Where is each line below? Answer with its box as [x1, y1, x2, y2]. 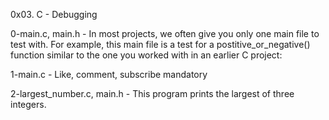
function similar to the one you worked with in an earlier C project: [10, 49, 283, 61]
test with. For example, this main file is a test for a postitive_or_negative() [10, 39, 311, 50]
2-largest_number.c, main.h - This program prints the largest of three [10, 88, 295, 99]
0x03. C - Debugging [10, 9, 98, 20]
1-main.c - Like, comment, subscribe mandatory [10, 69, 208, 80]
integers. [10, 99, 47, 110]
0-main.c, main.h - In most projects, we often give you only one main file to [10, 28, 320, 39]
